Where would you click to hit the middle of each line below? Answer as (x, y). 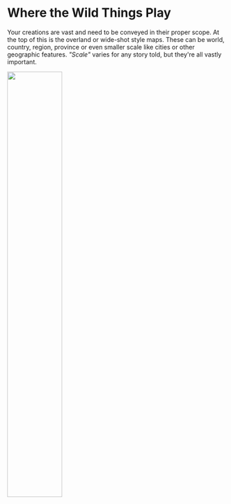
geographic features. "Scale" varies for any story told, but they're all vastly (114, 54)
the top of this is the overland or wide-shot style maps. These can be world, (116, 39)
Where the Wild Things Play (89, 13)
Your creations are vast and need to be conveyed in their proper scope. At (113, 32)
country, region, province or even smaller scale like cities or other (101, 47)
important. (22, 61)
